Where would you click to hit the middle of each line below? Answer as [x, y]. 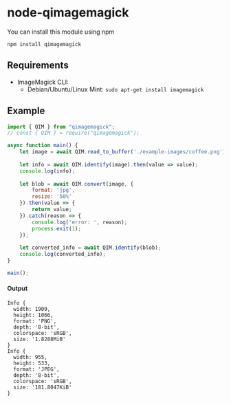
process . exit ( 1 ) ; [56, 228]
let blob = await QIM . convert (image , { [77, 184]
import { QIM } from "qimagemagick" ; [61, 127]
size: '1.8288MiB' [40, 339]
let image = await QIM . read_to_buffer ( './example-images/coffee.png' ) [123, 152]
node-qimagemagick [68, 13]
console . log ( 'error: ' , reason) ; [80, 222]
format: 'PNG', [35, 321]
